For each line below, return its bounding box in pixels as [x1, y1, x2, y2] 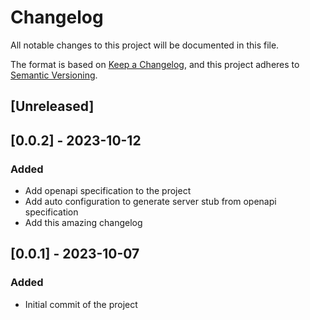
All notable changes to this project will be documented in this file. [10, 39, 280, 51]
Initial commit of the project [24, 298, 138, 310]
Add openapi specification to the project [24, 185, 192, 197]
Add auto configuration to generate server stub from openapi [24, 196, 277, 208]
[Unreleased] [10, 98, 95, 115]
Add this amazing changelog [24, 217, 143, 229]
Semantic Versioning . [10, 69, 98, 81]
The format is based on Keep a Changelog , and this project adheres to [10, 58, 300, 70]
